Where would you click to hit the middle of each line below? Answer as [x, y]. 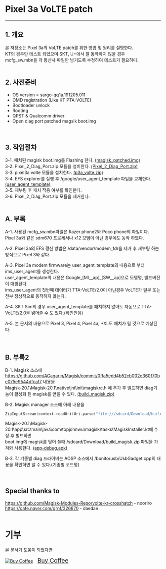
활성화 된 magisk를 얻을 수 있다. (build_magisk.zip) [64, 394]
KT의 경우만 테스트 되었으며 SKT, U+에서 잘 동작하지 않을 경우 [65, 54]
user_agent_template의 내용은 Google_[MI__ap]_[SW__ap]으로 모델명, [74, 278]
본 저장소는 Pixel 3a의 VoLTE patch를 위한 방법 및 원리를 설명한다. [69, 48]
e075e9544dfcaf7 [23, 382]
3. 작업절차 [21, 147]
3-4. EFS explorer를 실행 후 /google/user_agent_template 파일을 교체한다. [78, 179]
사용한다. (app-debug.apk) [41, 448]
